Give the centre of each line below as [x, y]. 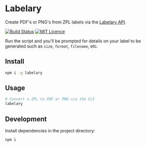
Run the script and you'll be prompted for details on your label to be [73, 41]
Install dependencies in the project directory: [50, 131]
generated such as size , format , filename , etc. [52, 46]
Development [26, 119]
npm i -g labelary [24, 73]
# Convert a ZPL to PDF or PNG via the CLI [50, 99]
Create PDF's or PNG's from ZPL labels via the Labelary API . [66, 22]
